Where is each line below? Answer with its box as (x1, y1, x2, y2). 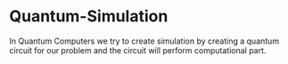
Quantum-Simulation (9, 6, 169, 27)
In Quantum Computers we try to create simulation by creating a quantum (9, 36, 279, 46)
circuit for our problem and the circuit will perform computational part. (9, 44, 267, 55)
